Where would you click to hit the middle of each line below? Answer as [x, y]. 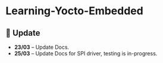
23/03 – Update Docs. [42, 47]
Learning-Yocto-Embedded [74, 11]
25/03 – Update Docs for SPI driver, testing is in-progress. [86, 53]
